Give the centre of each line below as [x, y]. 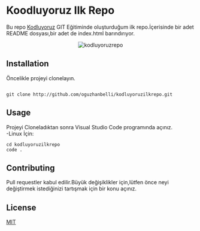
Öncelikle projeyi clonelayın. [41, 78]
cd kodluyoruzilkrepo [33, 144]
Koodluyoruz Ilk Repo [60, 10]
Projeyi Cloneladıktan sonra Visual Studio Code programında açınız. [90, 127]
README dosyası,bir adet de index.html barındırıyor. [70, 33]
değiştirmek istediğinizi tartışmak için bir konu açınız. [71, 189]
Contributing [31, 168]
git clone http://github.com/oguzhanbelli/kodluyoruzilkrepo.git [89, 94]
